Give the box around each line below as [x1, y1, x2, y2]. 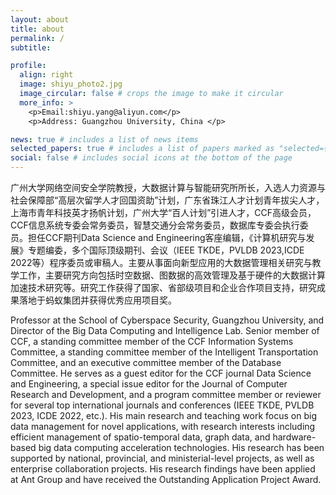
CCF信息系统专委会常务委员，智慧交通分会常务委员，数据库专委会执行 [10, 219, 300, 231]
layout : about [10, 14, 70, 25]
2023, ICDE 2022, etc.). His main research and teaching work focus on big [10, 410, 317, 421]
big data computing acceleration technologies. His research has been [38, 442, 325, 453]
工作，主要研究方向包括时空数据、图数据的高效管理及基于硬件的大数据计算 [18, 269, 326, 281]
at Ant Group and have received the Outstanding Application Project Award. [10, 474, 322, 485]
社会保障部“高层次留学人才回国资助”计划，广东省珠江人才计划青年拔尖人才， [10, 194, 325, 206]
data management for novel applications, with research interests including [10, 421, 316, 432]
